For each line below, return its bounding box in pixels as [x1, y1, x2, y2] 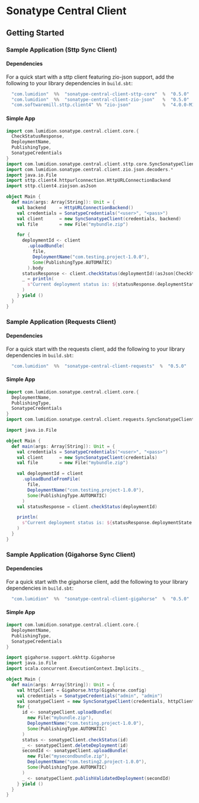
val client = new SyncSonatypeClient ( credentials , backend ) [17, 216, 182, 221]
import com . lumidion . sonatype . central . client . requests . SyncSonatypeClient [6, 416, 195, 423]
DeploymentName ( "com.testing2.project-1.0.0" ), [27, 759, 147, 765]
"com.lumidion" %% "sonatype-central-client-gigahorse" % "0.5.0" [11, 596, 190, 602]
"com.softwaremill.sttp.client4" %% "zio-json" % [11, 102, 166, 108]
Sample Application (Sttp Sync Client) [6, 46, 117, 54]
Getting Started [6, 28, 65, 38]
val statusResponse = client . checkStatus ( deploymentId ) [17, 503, 158, 510]
